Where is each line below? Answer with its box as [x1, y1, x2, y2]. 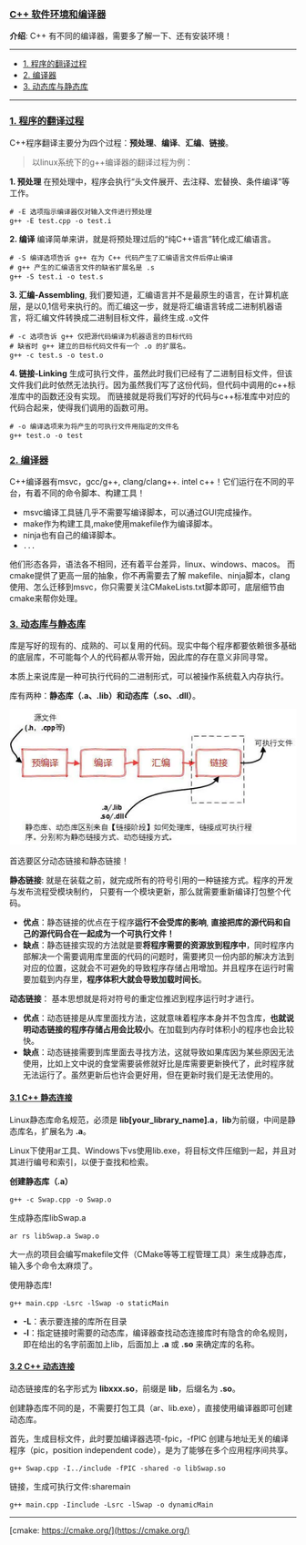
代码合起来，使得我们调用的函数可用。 [9, 402, 153, 413]
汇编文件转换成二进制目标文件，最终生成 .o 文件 [33, 312, 209, 322]
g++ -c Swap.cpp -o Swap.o [9, 1195, 112, 1204]
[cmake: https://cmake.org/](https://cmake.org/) [9, 1524, 190, 1536]
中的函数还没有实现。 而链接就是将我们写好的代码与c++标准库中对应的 [25, 390, 291, 402]
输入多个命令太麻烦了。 [9, 1260, 97, 1271]
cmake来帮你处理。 [9, 592, 83, 603]
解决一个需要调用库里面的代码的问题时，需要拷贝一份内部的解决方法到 [30, 951, 294, 962]
